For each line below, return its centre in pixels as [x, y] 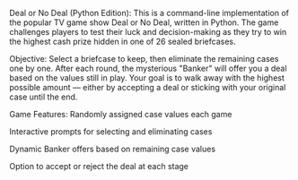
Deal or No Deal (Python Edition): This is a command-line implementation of [149, 13]
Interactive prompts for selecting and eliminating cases [111, 132]
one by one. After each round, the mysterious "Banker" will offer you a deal [148, 68]
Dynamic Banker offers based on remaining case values [113, 149]
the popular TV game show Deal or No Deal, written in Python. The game [144, 22]
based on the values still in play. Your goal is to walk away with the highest [147, 78]
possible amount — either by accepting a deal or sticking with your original [148, 87]
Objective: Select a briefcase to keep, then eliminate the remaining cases [144, 59]
